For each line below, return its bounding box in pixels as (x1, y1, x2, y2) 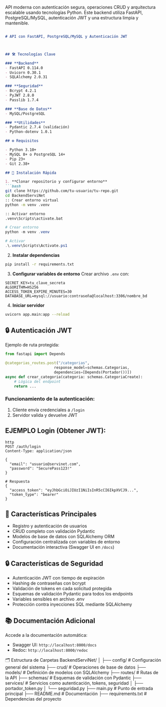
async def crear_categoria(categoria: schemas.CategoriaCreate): (5, 374, 143, 379)
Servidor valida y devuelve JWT (12, 412, 78, 418)
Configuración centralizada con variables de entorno (12, 539, 120, 545)
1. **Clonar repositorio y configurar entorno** (5, 179, 108, 184)
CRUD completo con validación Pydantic (12, 528, 95, 534)
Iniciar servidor (12, 302, 45, 308)
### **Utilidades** (5, 120, 46, 125)
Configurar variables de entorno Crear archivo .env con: (12, 271, 129, 277)
